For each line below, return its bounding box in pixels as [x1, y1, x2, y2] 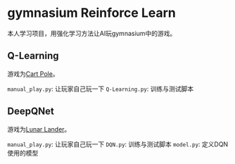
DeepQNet [7, 106, 54, 118]
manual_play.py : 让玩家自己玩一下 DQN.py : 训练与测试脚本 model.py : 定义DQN [7, 139, 229, 149]
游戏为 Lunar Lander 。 [7, 125, 71, 133]
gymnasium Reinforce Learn [7, 5, 176, 21]
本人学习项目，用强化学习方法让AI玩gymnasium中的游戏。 [7, 29, 177, 37]
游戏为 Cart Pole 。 [7, 69, 59, 78]
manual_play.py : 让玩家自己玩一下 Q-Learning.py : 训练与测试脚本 [7, 84, 194, 93]
